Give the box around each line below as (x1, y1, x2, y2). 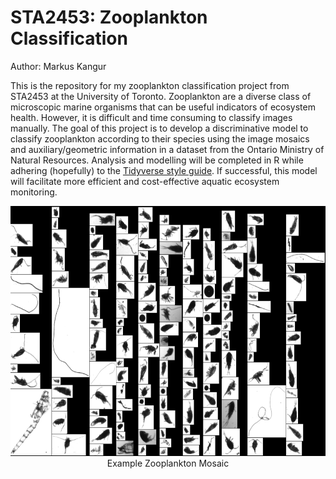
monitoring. (10, 186, 58, 198)
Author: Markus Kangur (10, 60, 107, 72)
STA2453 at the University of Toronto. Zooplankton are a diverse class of (10, 90, 312, 102)
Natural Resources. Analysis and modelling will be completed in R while (10, 154, 304, 166)
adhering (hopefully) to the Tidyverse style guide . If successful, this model (10, 164, 318, 176)
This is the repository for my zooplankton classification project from (10, 79, 290, 91)
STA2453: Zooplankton (10, 6, 208, 29)
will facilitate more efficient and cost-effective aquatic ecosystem (10, 175, 280, 187)
